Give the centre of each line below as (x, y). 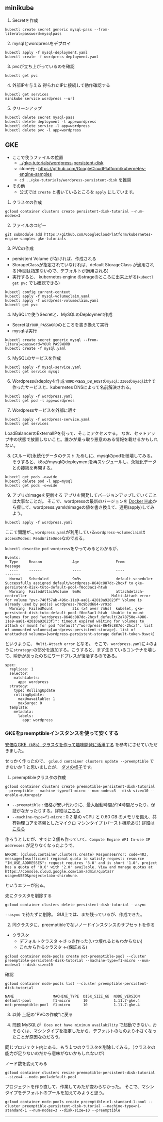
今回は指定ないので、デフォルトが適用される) (63, 271)
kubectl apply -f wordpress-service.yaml (48, 419)
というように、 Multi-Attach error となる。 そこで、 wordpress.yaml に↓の (79, 643)
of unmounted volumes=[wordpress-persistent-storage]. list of (70, 630)
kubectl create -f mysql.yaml (36, 348)
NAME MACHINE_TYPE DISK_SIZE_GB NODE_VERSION (72, 996)
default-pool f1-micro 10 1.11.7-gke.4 (72, 1000)
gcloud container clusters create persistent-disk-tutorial (67, 211)
